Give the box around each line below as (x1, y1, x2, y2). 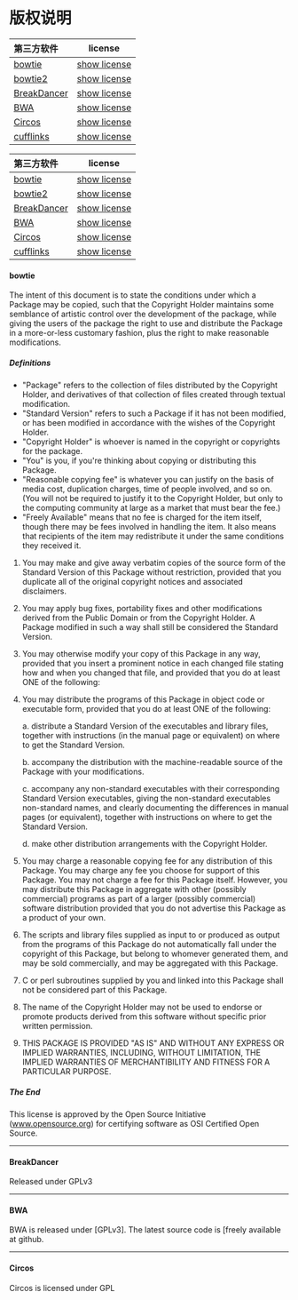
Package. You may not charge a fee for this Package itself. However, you (21, 874, 288, 885)
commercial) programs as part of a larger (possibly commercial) (21, 894, 256, 905)
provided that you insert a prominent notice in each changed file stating (21, 658, 284, 669)
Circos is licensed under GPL (9, 1282, 115, 1293)
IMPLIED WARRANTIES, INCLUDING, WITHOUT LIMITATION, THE (21, 1048, 262, 1058)
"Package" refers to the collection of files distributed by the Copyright (21, 379, 278, 391)
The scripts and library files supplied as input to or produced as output (21, 929, 280, 940)
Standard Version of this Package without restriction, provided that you (21, 567, 282, 578)
